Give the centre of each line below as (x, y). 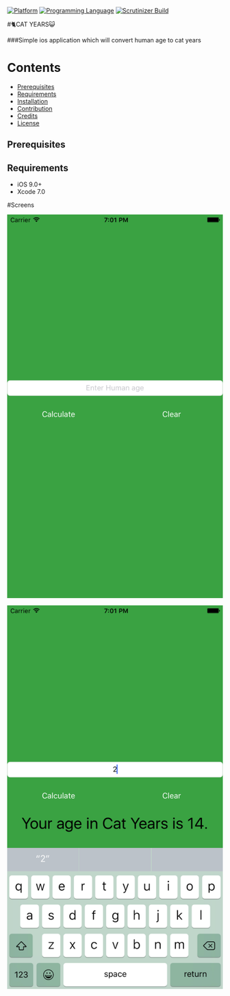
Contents (34, 68)
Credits (27, 116)
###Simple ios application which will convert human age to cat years (104, 40)
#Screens (21, 205)
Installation (33, 101)
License (28, 123)
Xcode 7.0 (31, 192)
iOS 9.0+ (29, 184)
